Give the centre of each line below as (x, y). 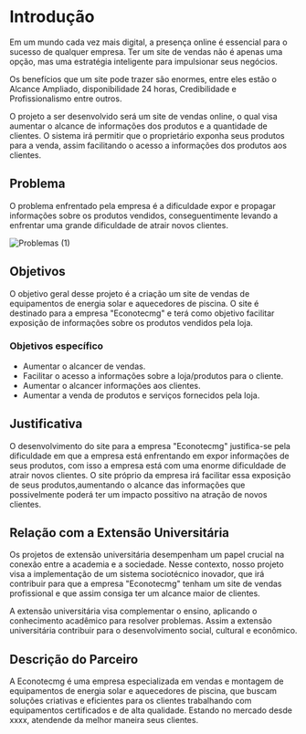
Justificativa (46, 424)
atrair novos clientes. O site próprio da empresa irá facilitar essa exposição (150, 475)
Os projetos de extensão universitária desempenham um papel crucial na (147, 555)
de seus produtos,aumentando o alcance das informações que (127, 485)
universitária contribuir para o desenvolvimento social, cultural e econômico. (153, 631)
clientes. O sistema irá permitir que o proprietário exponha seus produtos (147, 135)
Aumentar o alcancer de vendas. (84, 366)
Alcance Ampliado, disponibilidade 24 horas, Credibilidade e (123, 89)
